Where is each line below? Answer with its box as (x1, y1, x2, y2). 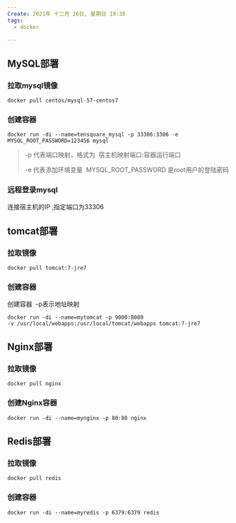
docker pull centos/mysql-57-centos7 (7, 97, 119, 105)
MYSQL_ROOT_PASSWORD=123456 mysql (7, 137, 110, 145)
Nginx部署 (7, 341, 53, 353)
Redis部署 (7, 435, 52, 447)
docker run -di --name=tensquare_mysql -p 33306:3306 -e (7, 131, 179, 139)
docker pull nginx (7, 380, 61, 387)
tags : (7, 17, 23, 24)
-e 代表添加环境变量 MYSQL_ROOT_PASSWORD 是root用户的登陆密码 (24, 165, 230, 174)
